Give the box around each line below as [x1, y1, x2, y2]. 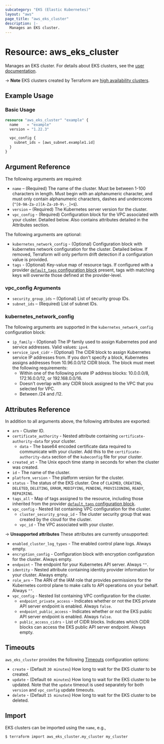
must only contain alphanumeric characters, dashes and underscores [12, 196, 153, 202]
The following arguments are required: [5, 176, 82, 182]
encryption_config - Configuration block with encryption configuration [12, 551, 155, 557]
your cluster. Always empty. [12, 572, 69, 578]
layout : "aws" [5, 12, 34, 17]
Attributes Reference [5, 405, 70, 414]
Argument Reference [5, 163, 70, 171]
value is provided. [12, 256, 48, 263]
